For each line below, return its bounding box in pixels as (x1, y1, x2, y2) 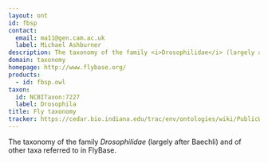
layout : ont (8, 11, 48, 20)
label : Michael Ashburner (15, 41, 102, 49)
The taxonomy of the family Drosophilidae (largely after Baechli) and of (8, 137, 242, 146)
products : (8, 71, 41, 79)
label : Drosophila (15, 100, 77, 108)
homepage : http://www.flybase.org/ (8, 64, 127, 72)
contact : (8, 26, 37, 34)
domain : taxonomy (8, 56, 66, 64)
